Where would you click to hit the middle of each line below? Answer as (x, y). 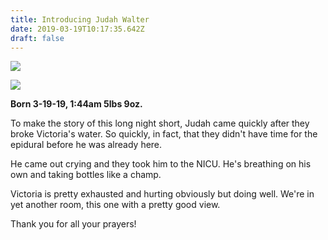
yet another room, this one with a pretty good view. (115, 205)
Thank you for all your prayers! (73, 224)
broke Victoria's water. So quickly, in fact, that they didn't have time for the (164, 134)
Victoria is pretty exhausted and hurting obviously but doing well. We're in (162, 194)
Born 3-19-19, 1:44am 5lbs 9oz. (76, 104)
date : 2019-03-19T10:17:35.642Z (77, 29)
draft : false (37, 38)
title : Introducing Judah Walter (80, 19)
